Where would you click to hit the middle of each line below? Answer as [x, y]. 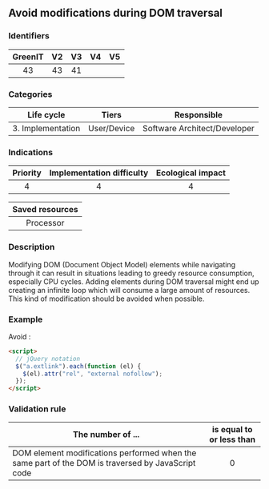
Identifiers [29, 36]
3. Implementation [46, 128]
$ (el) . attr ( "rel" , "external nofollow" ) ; [92, 374]
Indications [31, 152]
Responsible [198, 114]
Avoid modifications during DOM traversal [115, 13]
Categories [30, 94]
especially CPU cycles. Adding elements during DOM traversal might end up [134, 281]
